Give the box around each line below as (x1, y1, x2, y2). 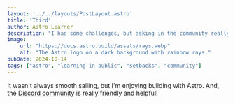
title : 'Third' (7, 17, 52, 24)
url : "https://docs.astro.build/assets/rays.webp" (20, 43, 171, 50)
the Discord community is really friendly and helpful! (7, 89, 159, 97)
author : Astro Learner (7, 23, 73, 30)
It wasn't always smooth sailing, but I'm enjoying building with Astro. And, (7, 81, 220, 89)
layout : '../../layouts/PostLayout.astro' (7, 10, 133, 17)
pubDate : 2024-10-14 (7, 56, 68, 63)
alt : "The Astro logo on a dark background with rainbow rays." (20, 50, 211, 57)
